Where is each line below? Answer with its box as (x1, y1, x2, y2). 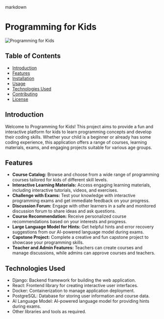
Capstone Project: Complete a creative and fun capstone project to (12, 234, 149, 240)
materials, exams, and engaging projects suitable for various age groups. (5, 145, 153, 150)
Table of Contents (5, 52, 61, 60)
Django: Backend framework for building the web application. (12, 277, 136, 283)
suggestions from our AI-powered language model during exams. (12, 229, 144, 235)
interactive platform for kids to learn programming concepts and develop (5, 129, 152, 135)
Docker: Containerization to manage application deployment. (12, 288, 135, 294)
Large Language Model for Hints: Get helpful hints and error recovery (12, 224, 154, 230)
